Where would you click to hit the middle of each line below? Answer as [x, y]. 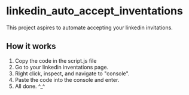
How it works [31, 46]
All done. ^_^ [30, 86]
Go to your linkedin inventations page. [62, 67]
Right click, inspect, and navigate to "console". [72, 73]
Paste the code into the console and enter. [67, 79]
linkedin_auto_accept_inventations [95, 11]
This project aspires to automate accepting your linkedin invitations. [90, 27]
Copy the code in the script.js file [56, 60]
